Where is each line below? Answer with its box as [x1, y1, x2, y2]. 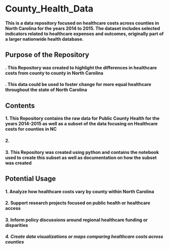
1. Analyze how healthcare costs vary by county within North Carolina [5, 188, 154, 194]
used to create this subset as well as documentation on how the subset [5, 154, 157, 160]
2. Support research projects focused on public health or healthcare [5, 200, 150, 206]
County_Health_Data [5, 3, 94, 15]
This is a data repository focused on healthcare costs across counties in [5, 20, 159, 26]
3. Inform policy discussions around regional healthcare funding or [5, 217, 148, 223]
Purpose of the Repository [5, 51, 90, 59]
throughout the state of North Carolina [5, 87, 87, 93]
